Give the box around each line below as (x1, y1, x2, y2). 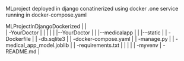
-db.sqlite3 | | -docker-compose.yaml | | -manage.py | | (38, 36, 175, 42)
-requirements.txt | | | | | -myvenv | (76, 41, 161, 49)
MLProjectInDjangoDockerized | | (5, 23, 87, 30)
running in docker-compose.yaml (5, 11, 87, 18)
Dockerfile (5, 36, 31, 42)
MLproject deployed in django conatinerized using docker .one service (5, 5, 179, 12)
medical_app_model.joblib (5, 41, 69, 49)
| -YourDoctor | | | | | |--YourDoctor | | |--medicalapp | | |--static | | (5, 29, 167, 36)
